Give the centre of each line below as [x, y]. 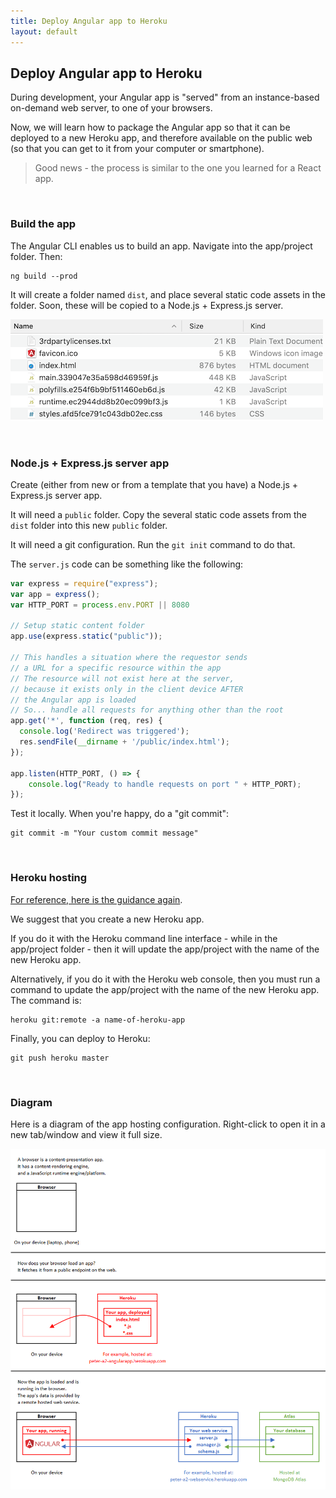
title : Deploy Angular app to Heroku [89, 21]
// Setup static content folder [77, 626]
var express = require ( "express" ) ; [84, 583]
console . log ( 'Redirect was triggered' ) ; [104, 731]
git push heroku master [60, 1058]
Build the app [43, 224]
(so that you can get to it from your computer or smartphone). [137, 149]
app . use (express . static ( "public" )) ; [86, 636]
